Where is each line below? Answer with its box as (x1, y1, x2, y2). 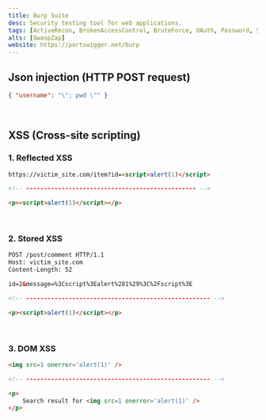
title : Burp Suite (8, 11, 69, 20)
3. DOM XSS (8, 342, 56, 353)
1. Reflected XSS (8, 152, 73, 163)
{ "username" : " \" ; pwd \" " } (8, 91, 108, 99)
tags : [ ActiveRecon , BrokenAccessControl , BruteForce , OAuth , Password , (8, 26, 253, 34)
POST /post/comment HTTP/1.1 (8, 251, 104, 259)
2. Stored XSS (8, 233, 63, 244)
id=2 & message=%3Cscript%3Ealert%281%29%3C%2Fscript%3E (8, 281, 193, 288)
